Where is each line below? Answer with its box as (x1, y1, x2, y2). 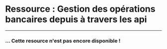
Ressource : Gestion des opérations (5, 3, 156, 15)
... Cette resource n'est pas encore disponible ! (5, 37, 121, 44)
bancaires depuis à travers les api (5, 14, 147, 25)
